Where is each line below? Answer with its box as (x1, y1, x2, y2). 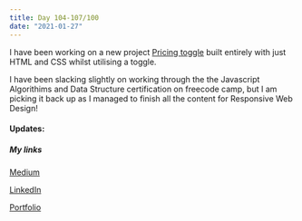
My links (9, 144, 43, 155)
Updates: (9, 123, 45, 134)
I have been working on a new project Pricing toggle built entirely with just (9, 46, 287, 57)
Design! (9, 102, 38, 113)
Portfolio (9, 202, 42, 213)
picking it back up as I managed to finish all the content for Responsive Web (9, 92, 293, 104)
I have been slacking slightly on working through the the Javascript (9, 73, 260, 84)
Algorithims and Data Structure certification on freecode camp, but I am (9, 83, 278, 94)
